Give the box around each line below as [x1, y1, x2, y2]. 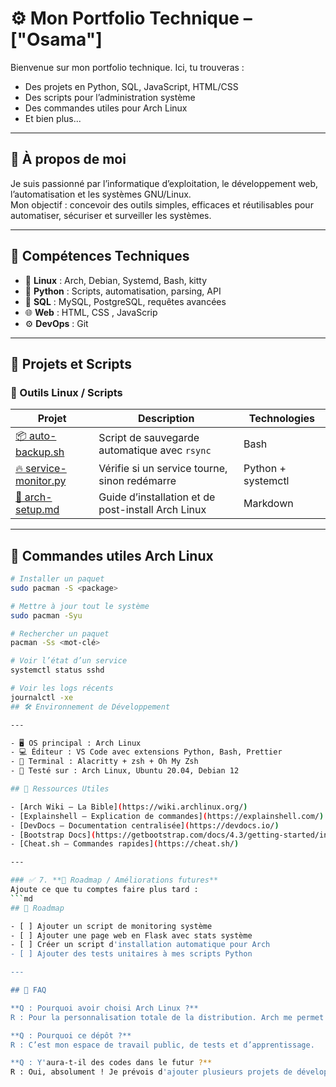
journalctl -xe [10, 692, 74, 702]
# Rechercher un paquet [10, 628, 110, 639]
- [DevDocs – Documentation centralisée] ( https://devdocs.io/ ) [10, 820, 280, 831]
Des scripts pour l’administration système [24, 91, 196, 103]
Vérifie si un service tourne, [98, 462, 228, 476]
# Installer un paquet [10, 574, 105, 584]
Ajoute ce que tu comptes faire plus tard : [10, 885, 199, 895]
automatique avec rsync [98, 443, 212, 457]
